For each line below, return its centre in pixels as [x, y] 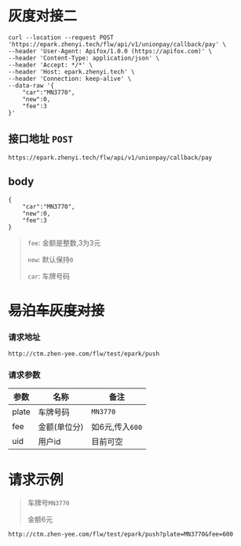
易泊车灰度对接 [57, 310]
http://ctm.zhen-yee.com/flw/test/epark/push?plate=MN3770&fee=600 [121, 534]
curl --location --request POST [61, 37]
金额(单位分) [61, 427]
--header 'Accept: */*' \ [50, 65]
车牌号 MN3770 [48, 503]
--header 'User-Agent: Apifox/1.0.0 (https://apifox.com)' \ [110, 51]
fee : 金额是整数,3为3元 [64, 242]
